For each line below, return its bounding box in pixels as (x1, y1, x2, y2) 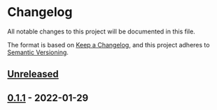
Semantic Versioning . (7, 48, 69, 56)
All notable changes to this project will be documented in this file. (7, 27, 196, 36)
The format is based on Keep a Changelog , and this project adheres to (7, 40, 210, 49)
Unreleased (7, 68, 59, 80)
